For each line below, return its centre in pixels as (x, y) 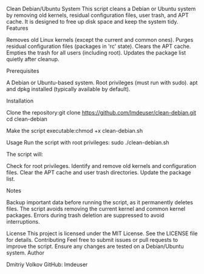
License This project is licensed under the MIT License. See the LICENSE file (102, 233)
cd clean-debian (27, 119)
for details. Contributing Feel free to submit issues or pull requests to (92, 240)
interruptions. (23, 222)
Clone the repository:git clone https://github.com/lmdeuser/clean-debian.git (101, 112)
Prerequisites (23, 71)
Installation (20, 101)
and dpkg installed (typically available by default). (68, 89)
